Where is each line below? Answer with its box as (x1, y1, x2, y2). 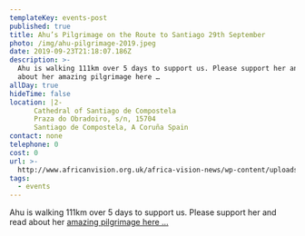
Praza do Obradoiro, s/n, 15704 (33, 114, 156, 123)
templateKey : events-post (9, 13, 107, 23)
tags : (9, 173, 30, 182)
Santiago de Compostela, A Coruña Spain (33, 123, 189, 133)
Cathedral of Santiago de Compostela (33, 106, 177, 115)
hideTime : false (9, 89, 71, 98)
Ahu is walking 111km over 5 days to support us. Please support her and (9, 207, 277, 218)
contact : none (9, 132, 64, 141)
